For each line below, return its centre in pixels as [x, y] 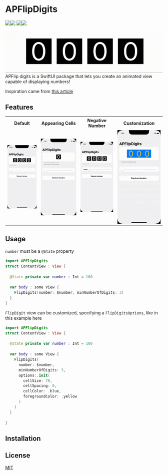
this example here [23, 318]
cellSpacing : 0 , [40, 386]
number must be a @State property [39, 251]
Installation [23, 438]
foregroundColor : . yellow [50, 396]
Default [22, 123]
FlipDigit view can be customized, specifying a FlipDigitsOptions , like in [82, 313]
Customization [139, 123]
